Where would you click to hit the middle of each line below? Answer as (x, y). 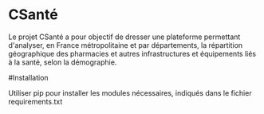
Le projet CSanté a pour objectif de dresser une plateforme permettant (124, 37)
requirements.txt (35, 101)
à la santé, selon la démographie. (63, 62)
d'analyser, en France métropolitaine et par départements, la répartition (126, 45)
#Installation (29, 77)
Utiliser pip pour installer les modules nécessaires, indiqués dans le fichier (130, 92)
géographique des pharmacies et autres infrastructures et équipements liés (132, 53)
